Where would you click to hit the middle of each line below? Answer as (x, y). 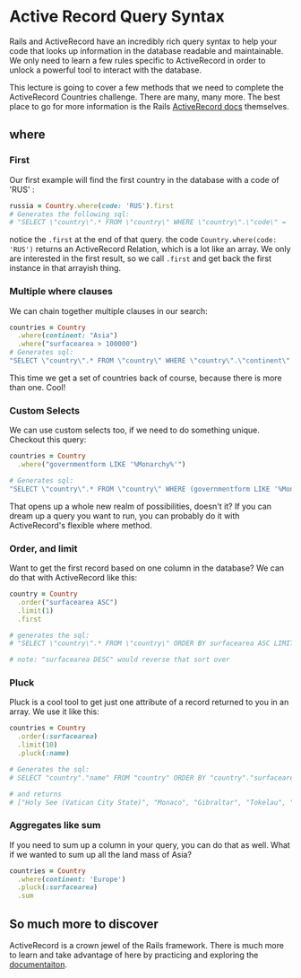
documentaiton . (38, 965)
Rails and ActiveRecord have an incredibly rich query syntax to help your (143, 41)
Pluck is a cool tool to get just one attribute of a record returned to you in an (149, 703)
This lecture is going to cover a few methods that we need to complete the (146, 87)
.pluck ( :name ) (43, 754)
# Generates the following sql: (69, 214)
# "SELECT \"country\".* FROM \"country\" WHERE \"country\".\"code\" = (148, 223)
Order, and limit (43, 548)
